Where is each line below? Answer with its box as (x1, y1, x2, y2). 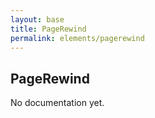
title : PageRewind (10, 24, 87, 34)
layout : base (10, 14, 65, 25)
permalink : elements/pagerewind (10, 33, 145, 43)
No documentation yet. (10, 97, 105, 109)
